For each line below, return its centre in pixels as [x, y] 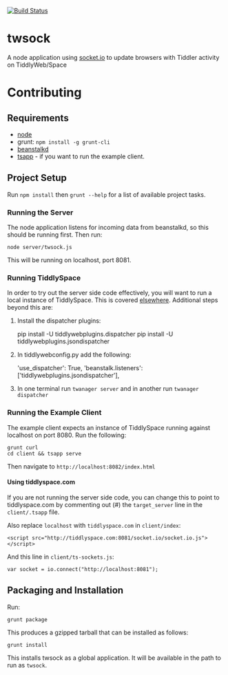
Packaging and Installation [65, 591]
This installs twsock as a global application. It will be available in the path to [114, 658]
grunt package [28, 619]
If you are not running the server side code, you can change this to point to [113, 497]
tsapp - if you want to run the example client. [81, 156]
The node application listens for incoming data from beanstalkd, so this [108, 228]
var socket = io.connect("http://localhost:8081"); [83, 569]
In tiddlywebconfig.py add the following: [74, 355]
